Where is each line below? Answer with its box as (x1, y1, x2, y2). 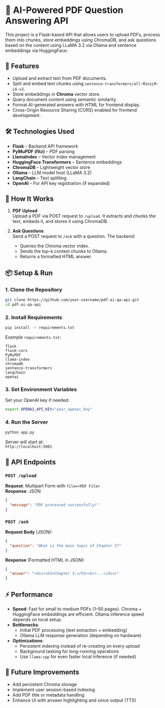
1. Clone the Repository (5, 286, 62, 293)
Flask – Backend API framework (12, 143, 78, 149)
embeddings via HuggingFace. (5, 47, 68, 53)
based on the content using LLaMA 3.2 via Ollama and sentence (5, 42, 137, 48)
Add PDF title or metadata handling (12, 692, 85, 698)
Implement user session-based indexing (12, 687, 95, 693)
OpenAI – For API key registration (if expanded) (12, 180, 110, 186)
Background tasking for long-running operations (19, 648, 119, 654)
